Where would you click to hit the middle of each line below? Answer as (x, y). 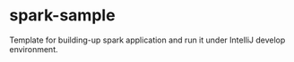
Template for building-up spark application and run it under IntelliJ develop (147, 40)
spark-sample (62, 15)
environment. (34, 49)
